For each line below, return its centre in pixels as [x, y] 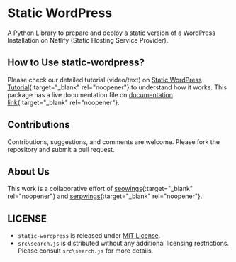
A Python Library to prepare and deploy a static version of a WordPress [112, 33]
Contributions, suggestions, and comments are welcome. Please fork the [114, 142]
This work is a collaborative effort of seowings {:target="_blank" [100, 189]
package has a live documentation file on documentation [90, 94]
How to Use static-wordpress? [76, 63]
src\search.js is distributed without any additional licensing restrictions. [123, 244]
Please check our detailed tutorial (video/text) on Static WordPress [105, 80]
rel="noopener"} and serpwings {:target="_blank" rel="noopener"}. [105, 196]
